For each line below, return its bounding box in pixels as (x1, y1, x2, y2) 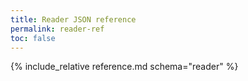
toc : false (10, 33, 56, 43)
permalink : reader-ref (10, 24, 105, 34)
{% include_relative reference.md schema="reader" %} (10, 61, 239, 73)
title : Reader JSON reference (10, 14, 137, 25)
